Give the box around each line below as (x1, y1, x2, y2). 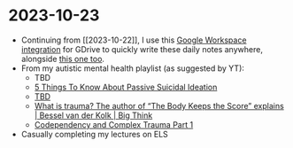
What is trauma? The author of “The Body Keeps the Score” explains (34, 100, 284, 111)
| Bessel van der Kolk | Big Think (34, 110, 153, 121)
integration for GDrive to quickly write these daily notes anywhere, (20, 43, 263, 54)
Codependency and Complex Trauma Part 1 (34, 119, 194, 129)
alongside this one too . (20, 53, 105, 64)
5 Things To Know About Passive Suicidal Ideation (34, 82, 218, 92)
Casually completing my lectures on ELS (20, 129, 169, 139)
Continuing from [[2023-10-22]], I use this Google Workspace (20, 35, 247, 45)
